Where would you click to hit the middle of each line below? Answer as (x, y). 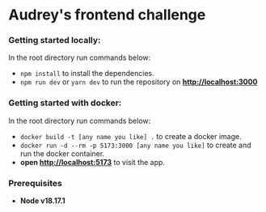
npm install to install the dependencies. (87, 74)
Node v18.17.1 (43, 201)
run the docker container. (62, 153)
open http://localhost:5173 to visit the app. (93, 162)
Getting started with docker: (65, 103)
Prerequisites (35, 183)
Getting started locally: (55, 40)
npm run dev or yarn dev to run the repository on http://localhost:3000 (139, 82)
